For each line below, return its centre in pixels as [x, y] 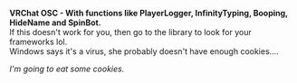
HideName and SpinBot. [55, 23]
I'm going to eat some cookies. [67, 69]
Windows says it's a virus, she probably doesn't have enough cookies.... [144, 51]
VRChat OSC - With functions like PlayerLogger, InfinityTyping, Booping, [148, 13]
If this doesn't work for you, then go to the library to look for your [130, 32]
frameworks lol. [38, 41]
